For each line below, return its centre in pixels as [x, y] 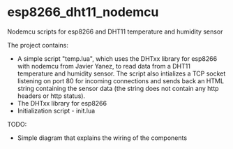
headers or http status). [51, 96]
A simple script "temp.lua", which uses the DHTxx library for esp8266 [117, 58]
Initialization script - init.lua [56, 111]
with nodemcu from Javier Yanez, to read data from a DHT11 [104, 66]
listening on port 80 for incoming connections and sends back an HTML [121, 80]
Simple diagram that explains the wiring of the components [102, 138]
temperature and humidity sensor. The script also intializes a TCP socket [121, 73]
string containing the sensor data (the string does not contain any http [118, 88]
